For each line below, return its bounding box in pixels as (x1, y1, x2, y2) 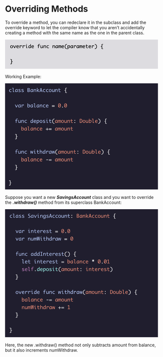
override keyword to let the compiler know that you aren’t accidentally (5, 24, 145, 30)
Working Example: (5, 74, 42, 80)
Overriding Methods (5, 3, 88, 15)
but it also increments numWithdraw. (5, 347, 78, 353)
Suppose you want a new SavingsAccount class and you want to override (5, 194, 154, 200)
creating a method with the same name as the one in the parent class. (5, 30, 145, 36)
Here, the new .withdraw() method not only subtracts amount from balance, (5, 342, 156, 348)
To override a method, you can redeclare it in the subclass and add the (5, 19, 147, 25)
